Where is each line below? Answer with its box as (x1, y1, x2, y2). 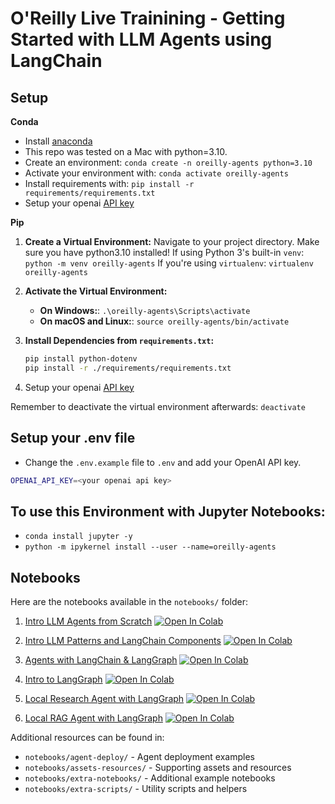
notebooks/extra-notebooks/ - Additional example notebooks (24, 772, 276, 784)
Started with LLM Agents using (10, 28, 273, 51)
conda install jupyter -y (24, 532, 133, 542)
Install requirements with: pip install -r (24, 178, 195, 189)
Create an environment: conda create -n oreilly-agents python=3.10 (24, 157, 313, 168)
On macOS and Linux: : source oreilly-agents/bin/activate (39, 315, 290, 327)
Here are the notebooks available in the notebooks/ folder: (10, 596, 249, 608)
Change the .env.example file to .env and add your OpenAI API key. (24, 456, 302, 468)
